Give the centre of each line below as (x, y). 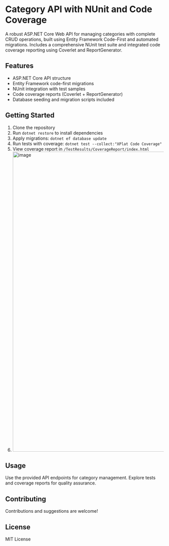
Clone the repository (34, 128)
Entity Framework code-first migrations (53, 83)
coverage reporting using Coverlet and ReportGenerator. (64, 50)
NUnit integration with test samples (49, 89)
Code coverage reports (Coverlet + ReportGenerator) (68, 94)
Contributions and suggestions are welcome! (52, 511)
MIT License (18, 539)
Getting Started (30, 115)
